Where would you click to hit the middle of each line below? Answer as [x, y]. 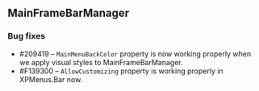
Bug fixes [27, 36]
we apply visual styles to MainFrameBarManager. [101, 62]
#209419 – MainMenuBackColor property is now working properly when [135, 54]
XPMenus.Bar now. [51, 79]
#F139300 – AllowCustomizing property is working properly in [121, 71]
